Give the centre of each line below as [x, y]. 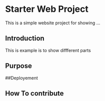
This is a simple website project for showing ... [53, 23]
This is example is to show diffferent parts [48, 50]
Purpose [19, 66]
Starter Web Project [47, 9]
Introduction [25, 38]
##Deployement [22, 78]
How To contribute [34, 93]
